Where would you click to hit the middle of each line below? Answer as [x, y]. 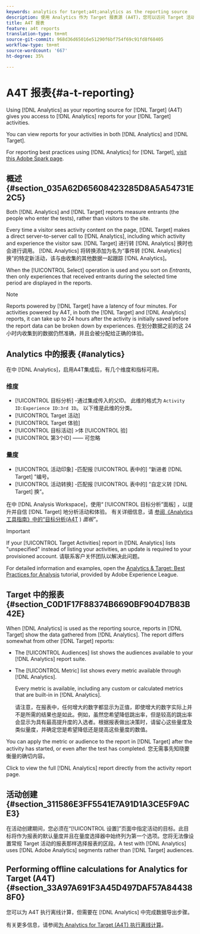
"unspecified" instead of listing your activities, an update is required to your [99, 549]
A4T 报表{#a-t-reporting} [71, 93]
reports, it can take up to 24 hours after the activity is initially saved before [97, 319]
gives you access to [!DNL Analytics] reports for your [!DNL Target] [89, 116]
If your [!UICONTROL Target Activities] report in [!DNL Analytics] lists [91, 543]
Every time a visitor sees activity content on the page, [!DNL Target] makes [98, 230]
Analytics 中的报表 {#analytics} [65, 354]
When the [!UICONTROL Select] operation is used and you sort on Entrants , [99, 270]
